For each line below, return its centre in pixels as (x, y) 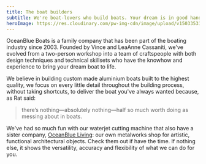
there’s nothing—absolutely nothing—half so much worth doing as (105, 110)
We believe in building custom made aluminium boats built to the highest (98, 79)
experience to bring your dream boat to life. (61, 67)
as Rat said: (21, 98)
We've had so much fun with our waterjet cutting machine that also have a (100, 129)
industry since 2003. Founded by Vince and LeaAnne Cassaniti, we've (95, 47)
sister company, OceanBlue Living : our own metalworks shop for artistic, (98, 135)
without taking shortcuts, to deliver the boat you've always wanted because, (103, 92)
